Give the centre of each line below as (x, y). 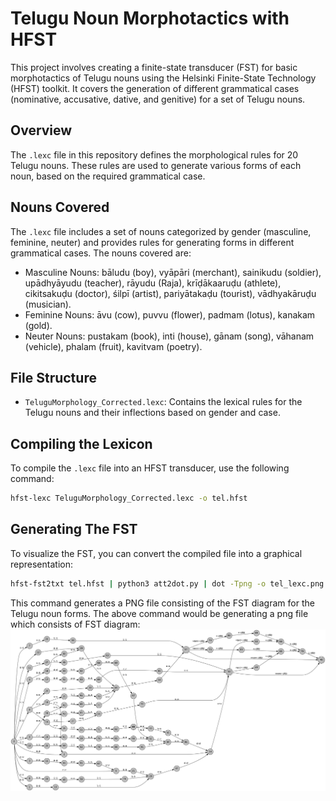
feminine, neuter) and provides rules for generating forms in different (152, 242)
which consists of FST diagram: (75, 624)
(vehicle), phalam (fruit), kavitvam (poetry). (113, 346)
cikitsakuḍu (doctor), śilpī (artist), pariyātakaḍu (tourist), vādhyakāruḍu (170, 293)
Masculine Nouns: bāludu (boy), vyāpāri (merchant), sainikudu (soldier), (173, 272)
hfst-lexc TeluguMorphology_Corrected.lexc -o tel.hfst (129, 498)
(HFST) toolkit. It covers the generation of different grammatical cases (155, 88)
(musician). (48, 304)
